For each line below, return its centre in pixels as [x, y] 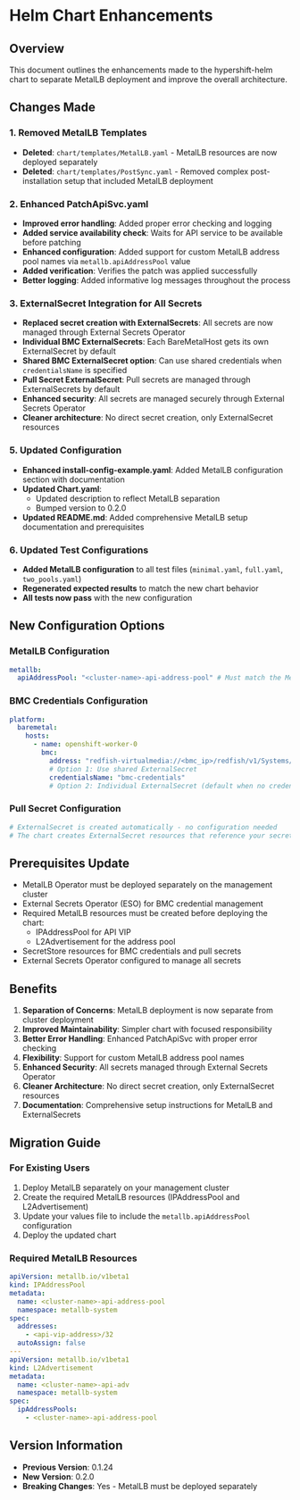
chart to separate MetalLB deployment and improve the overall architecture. [149, 79]
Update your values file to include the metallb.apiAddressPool [136, 1216]
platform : [28, 720]
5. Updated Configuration [66, 450]
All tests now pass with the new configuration [107, 597]
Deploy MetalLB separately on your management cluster [126, 1187]
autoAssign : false [52, 1343]
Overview [37, 49]
